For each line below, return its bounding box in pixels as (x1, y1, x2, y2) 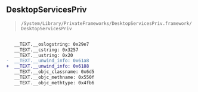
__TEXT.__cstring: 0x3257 (14, 47, 79, 53)
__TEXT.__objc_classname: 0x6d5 (14, 69, 95, 75)
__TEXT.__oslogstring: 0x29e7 (14, 41, 89, 47)
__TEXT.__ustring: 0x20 (14, 52, 73, 58)
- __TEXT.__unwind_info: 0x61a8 (6, 58, 89, 64)
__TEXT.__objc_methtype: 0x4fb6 (14, 80, 95, 85)
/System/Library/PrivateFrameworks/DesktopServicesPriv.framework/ (20, 20, 192, 26)
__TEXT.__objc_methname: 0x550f (14, 74, 95, 81)
